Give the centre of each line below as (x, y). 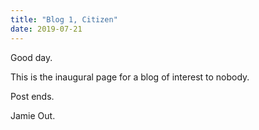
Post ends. (32, 96)
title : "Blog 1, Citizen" (64, 19)
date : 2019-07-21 (46, 29)
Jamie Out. (33, 115)
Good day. (31, 57)
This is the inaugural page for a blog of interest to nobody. (130, 77)
